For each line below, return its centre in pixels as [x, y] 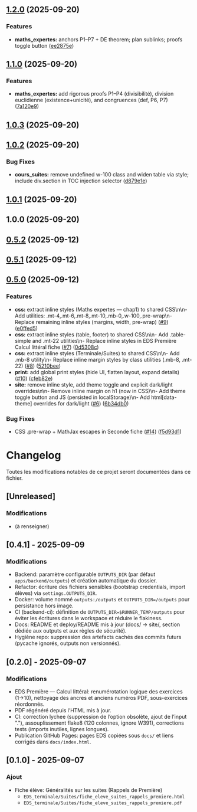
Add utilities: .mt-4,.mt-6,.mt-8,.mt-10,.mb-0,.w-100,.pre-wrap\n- [93, 316]
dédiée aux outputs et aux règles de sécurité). [70, 631]
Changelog [34, 455]
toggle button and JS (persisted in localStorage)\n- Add [82, 397]
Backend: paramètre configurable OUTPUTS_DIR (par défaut [85, 574]
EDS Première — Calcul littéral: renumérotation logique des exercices [98, 692]
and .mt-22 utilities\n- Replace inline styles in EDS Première [104, 340]
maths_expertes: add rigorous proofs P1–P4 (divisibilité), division [94, 94]
